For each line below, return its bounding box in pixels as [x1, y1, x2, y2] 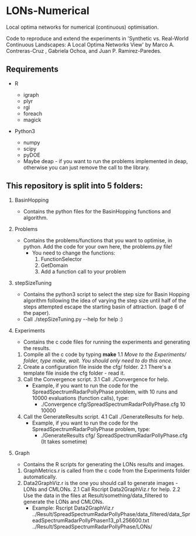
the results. [23, 344, 51, 351]
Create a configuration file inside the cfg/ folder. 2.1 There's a [23, 363, 171, 370]
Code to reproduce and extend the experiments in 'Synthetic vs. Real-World [6, 35, 189, 42]
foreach [23, 110, 43, 117]
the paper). [23, 309, 51, 316]
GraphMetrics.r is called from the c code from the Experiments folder [23, 467, 190, 474]
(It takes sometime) [40, 438, 88, 445]
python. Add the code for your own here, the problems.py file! [23, 243, 173, 250]
